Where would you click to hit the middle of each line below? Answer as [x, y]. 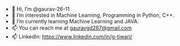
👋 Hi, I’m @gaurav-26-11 [41, 9]
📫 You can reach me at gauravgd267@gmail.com [72, 28]
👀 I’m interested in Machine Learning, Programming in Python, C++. [93, 15]
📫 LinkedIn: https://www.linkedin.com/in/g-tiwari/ [72, 37]
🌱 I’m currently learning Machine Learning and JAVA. [75, 21]
